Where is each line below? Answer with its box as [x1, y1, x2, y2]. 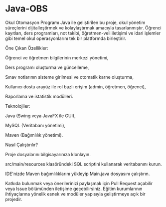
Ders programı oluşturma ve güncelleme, [5, 64, 89, 70]
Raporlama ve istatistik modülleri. [5, 93, 73, 99]
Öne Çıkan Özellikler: [5, 45, 48, 51]
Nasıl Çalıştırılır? [5, 142, 38, 148]
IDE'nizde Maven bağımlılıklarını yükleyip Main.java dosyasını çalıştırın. [5, 171, 150, 177]
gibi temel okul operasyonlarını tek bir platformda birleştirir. [5, 35, 126, 41]
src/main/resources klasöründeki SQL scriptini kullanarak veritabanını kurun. [5, 161, 162, 167]
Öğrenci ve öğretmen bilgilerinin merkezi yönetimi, [5, 54, 109, 60]
